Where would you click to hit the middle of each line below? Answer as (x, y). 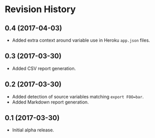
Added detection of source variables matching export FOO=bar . (78, 96)
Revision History (40, 9)
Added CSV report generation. (44, 68)
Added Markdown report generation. (51, 102)
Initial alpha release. (33, 130)
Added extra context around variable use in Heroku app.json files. (81, 40)
